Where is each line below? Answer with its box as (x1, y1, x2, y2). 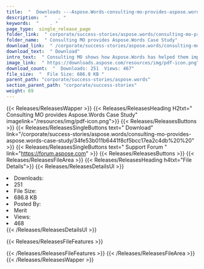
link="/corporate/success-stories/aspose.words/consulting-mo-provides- (6, 130, 192, 137)
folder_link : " (6, 32, 47, 38)
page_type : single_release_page (6, 26, 91, 32)
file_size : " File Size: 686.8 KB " (6, 71, 104, 77)
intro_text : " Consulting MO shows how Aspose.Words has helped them (6, 54, 189, 60)
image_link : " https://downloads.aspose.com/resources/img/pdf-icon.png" (6, 60, 200, 66)
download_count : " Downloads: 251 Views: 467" (6, 65, 135, 72)
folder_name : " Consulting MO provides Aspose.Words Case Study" (6, 37, 178, 43)
